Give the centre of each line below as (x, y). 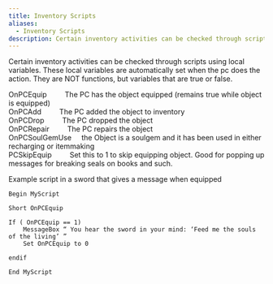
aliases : (23, 24)
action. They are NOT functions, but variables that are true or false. (121, 79)
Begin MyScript (34, 194)
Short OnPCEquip (36, 209)
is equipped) (30, 103)
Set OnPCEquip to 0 (56, 244)
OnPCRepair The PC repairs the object (81, 129)
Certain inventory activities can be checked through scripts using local (127, 62)
